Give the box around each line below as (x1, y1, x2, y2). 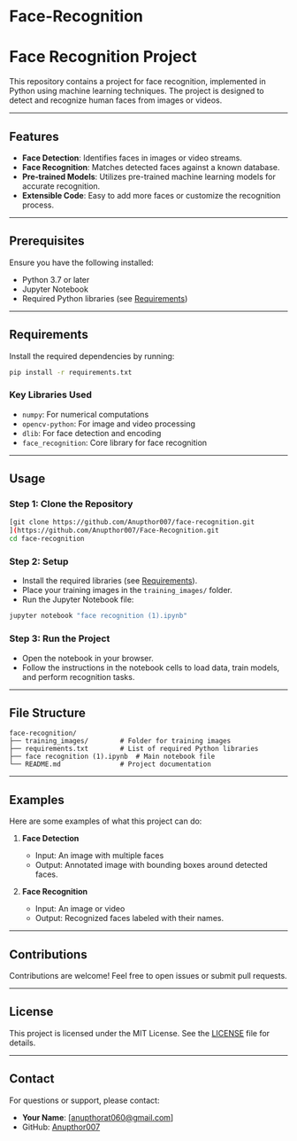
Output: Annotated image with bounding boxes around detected (34, 860, 268, 871)
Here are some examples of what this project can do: (9, 816, 202, 826)
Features (9, 129, 59, 144)
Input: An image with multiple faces (34, 850, 164, 861)
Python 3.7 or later (21, 274, 90, 285)
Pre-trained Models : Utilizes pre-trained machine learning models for (21, 171, 276, 182)
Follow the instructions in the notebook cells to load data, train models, (21, 662, 280, 673)
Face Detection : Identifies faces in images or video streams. (21, 152, 243, 163)
